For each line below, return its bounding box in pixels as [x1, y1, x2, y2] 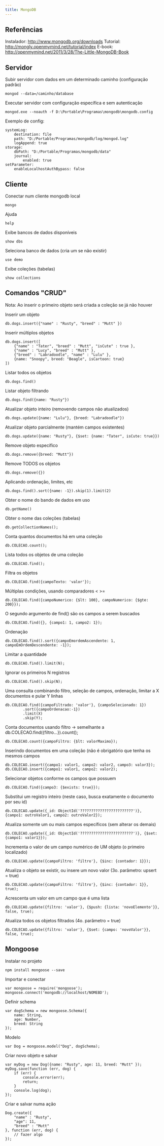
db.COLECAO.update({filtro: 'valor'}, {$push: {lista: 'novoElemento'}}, [5, 905, 160, 909]
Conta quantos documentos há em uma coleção [5, 533, 102, 539]
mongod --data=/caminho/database [5, 91, 74, 96]
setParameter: [5, 162, 34, 167]
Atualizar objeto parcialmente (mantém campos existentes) [5, 424, 125, 430]
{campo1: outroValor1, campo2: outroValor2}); [5, 813, 102, 818]
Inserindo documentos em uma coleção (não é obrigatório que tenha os [5, 748, 151, 753]
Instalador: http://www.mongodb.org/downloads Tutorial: [5, 39, 121, 44]
